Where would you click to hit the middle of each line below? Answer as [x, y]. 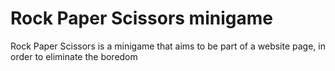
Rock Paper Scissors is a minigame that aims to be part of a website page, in [168, 46]
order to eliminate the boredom [74, 56]
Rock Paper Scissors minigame [141, 18]
